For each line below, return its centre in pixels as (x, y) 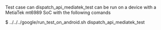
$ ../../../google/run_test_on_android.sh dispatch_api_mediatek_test (75, 22)
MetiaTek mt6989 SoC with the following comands (58, 12)
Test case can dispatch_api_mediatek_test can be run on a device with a (81, 7)
